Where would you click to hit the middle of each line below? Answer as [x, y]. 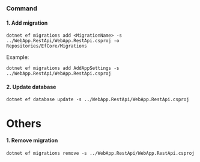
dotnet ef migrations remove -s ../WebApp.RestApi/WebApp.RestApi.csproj [101, 153]
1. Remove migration [32, 140]
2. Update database [31, 87]
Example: [18, 57]
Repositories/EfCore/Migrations [47, 46]
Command [22, 8]
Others [24, 123]
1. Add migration [27, 23]
